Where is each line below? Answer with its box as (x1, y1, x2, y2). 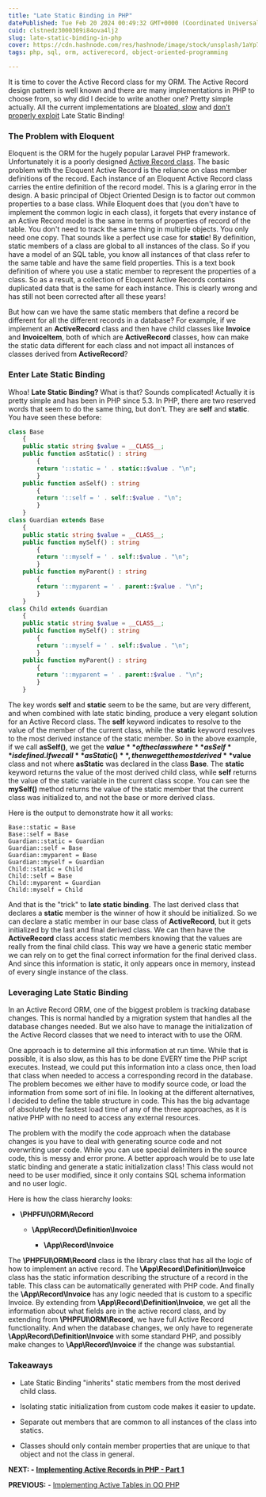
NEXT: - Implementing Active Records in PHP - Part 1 (8, 1464, 184, 1474)
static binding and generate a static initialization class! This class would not (8, 1162, 253, 1172)
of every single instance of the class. (8, 967, 129, 977)
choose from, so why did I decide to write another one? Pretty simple (8, 94, 234, 103)
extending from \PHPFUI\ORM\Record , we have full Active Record (8, 1315, 224, 1324)
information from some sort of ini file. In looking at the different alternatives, (8, 1088, 256, 1097)
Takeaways (8, 1360, 53, 1371)
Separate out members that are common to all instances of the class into (19, 1417, 257, 1426)
